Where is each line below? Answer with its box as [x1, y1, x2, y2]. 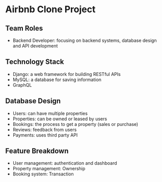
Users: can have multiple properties [12, 110, 88, 116]
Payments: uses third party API [12, 132, 78, 138]
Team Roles [5, 24, 43, 33]
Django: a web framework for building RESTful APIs [12, 71, 121, 77]
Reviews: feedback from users [12, 126, 77, 133]
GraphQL [12, 82, 32, 88]
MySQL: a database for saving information [12, 76, 102, 83]
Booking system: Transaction [12, 171, 74, 177]
